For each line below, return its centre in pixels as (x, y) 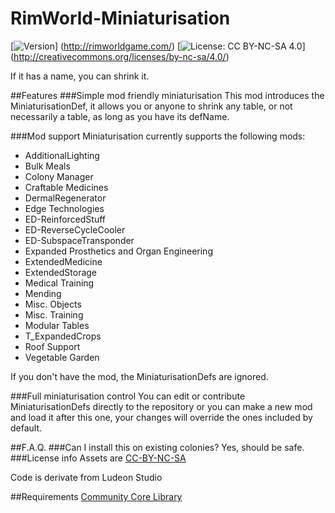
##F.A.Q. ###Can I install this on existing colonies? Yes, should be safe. (157, 447)
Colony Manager (59, 176)
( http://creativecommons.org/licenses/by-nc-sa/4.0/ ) (120, 56)
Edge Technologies (64, 208)
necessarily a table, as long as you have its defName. (120, 116)
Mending (43, 293)
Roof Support (52, 346)
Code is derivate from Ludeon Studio (86, 477)
